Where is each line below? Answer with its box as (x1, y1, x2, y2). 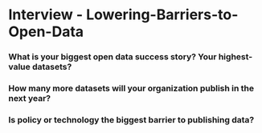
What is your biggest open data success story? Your (8, 51, 217, 62)
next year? (8, 93, 51, 104)
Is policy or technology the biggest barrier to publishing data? (8, 114, 255, 125)
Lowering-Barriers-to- (85, 6, 239, 24)
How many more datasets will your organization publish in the (8, 83, 255, 94)
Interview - (8, 6, 83, 24)
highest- (218, 51, 253, 62)
